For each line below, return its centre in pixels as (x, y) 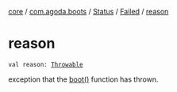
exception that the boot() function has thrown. (83, 79)
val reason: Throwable (46, 64)
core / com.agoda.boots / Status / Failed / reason (88, 11)
